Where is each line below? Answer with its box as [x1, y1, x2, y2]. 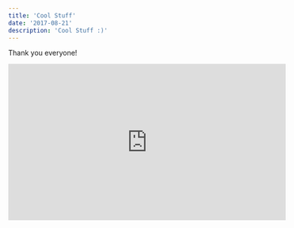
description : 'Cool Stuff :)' [8, 26, 109, 34]
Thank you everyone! [8, 48, 78, 58]
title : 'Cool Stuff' [8, 11, 77, 20]
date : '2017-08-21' [8, 19, 73, 27]
